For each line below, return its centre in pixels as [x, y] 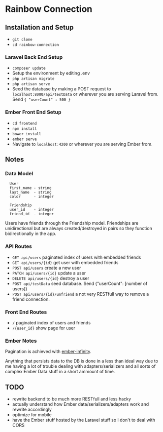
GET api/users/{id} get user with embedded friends [65, 262]
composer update [29, 68]
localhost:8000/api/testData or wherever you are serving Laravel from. [85, 94]
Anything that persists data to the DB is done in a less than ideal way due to [82, 361]
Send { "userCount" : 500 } [41, 99]
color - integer [32, 197]
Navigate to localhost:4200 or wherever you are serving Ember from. [82, 144]
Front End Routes [26, 312]
